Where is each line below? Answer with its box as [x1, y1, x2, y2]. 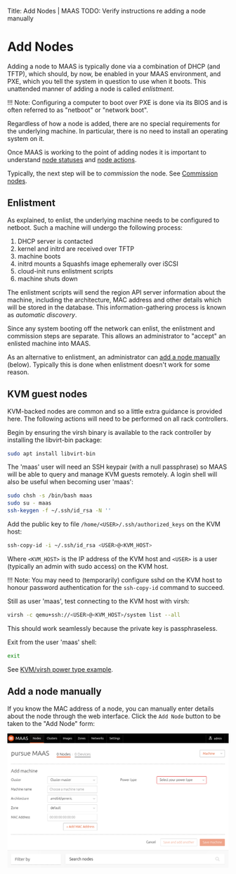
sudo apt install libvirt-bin [7, 450, 96, 457]
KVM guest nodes [7, 388, 88, 400]
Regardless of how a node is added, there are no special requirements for [7, 119, 221, 128]
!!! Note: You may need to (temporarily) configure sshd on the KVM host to [7, 575, 223, 584]
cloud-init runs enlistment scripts [17, 266, 114, 275]
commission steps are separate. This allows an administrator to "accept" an [7, 331, 226, 340]
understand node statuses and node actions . [7, 155, 137, 164]
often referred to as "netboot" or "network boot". [7, 106, 149, 114]
